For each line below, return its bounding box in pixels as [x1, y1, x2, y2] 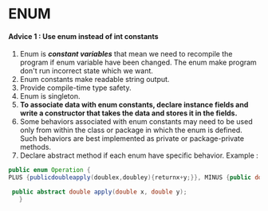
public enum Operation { [8, 166, 91, 174]
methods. [19, 143, 52, 152]
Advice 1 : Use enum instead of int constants [8, 31, 159, 41]
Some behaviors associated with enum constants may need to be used [19, 117, 253, 127]
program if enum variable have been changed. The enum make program [19, 57, 257, 68]
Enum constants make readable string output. [19, 75, 170, 84]
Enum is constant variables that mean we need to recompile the [19, 49, 233, 59]
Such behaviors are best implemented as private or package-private [19, 134, 245, 143]
